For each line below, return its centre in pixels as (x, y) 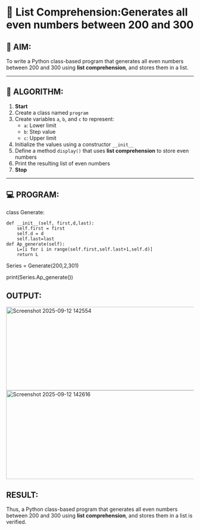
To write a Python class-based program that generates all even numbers (95, 61)
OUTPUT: (24, 296)
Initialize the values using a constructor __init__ (74, 144)
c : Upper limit (40, 138)
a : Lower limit (40, 125)
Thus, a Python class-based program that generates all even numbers (92, 509)
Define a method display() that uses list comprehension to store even (102, 150)
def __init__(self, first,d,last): (50, 223)
